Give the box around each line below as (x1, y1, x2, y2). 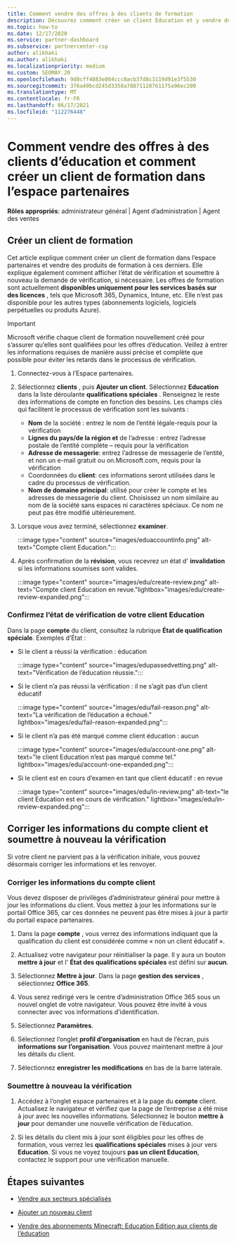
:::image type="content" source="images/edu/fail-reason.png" (17, 703, 199, 711)
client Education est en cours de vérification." (17, 795, 150, 803)
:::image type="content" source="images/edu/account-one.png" (17, 745, 205, 753)
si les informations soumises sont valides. (17, 564, 138, 572)
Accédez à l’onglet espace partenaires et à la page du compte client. (17, 1097, 218, 1105)
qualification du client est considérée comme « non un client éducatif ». (17, 937, 225, 945)
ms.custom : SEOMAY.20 (7, 69, 71, 76)
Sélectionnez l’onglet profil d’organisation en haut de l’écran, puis (17, 1034, 209, 1043)
